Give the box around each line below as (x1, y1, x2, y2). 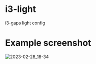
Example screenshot (5, 37, 92, 49)
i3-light (5, 3, 36, 15)
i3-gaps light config (5, 20, 46, 26)
